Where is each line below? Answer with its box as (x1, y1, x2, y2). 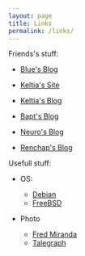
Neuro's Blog (19, 127, 65, 137)
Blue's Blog (19, 65, 58, 74)
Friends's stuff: (8, 49, 59, 59)
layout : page (8, 11, 53, 20)
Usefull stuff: (8, 158, 52, 168)
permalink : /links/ (8, 27, 74, 35)
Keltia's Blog (19, 96, 62, 106)
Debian (32, 190, 57, 199)
